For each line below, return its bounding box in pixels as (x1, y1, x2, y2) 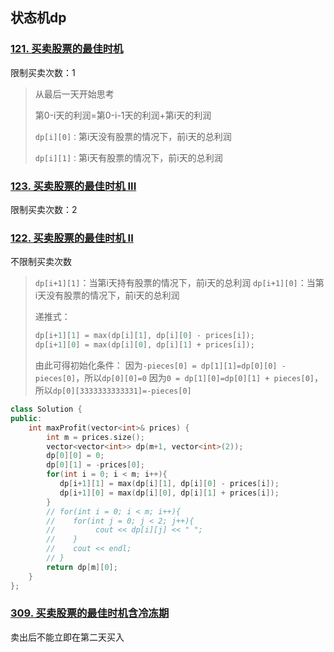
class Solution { (10, 404, 83, 415)
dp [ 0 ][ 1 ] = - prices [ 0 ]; (46, 460, 145, 470)
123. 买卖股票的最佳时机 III (10, 179, 137, 193)
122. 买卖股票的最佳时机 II (10, 231, 134, 245)
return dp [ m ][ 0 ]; (46, 562, 118, 572)
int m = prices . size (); (46, 432, 145, 442)
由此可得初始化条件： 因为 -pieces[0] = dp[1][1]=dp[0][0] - (34, 359, 287, 372)
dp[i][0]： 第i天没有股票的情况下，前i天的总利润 (34, 130, 232, 142)
